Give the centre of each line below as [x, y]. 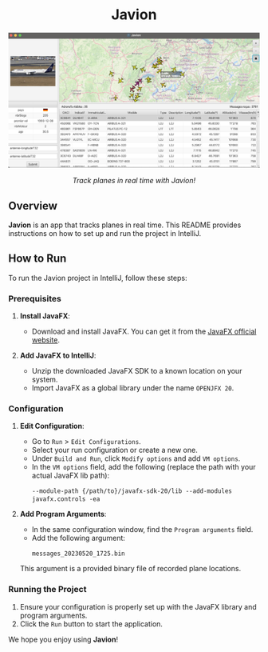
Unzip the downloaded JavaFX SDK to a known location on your [137, 371]
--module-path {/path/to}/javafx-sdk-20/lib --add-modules [132, 491]
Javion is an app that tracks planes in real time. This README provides [125, 225]
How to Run [37, 259]
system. [45, 380]
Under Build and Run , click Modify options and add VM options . [136, 458]
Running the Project [47, 590]
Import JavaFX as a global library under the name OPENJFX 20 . [133, 388]
